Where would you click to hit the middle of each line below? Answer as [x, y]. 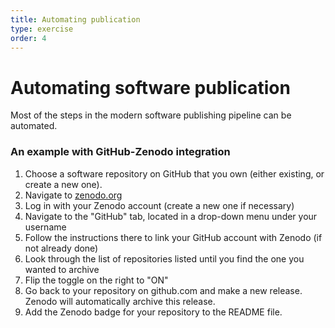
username [45, 227]
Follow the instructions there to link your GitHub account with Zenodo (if [173, 237]
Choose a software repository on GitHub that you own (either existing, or [174, 173]
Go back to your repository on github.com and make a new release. [163, 290]
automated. [34, 126]
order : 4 [28, 38]
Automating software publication [150, 87]
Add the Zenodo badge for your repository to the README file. [153, 312]
